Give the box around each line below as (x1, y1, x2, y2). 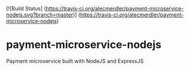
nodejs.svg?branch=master (6, 11, 73, 18)
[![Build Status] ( (6, 5, 46, 12)
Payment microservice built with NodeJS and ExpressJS (6, 57, 144, 64)
